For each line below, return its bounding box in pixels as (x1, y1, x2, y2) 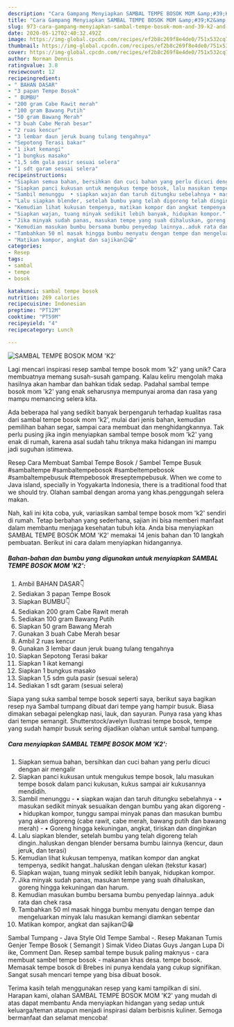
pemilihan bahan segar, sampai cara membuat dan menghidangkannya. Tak (8, 422, 224, 431)
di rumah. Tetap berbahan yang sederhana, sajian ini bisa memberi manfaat (8, 516, 224, 525)
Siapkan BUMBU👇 (17, 597, 71, 605)
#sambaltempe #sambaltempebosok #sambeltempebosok (8, 466, 175, 474)
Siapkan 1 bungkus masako (17, 666, 97, 675)
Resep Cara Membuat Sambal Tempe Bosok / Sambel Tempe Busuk (8, 458, 202, 466)
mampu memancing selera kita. (8, 394, 98, 403)
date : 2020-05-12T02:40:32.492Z (8, 29, 101, 37)
